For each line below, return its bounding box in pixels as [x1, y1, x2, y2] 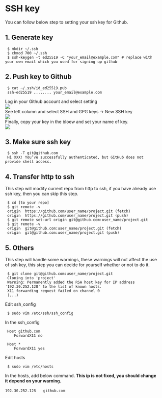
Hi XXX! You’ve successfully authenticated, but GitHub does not [7, 155, 144, 160]
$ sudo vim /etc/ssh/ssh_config [7, 311, 74, 316]
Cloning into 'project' [7, 275, 56, 280]
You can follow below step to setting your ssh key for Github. [5, 19, 129, 25]
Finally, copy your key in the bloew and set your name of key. [5, 119, 129, 124]
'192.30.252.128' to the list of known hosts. [5, 284, 102, 289]
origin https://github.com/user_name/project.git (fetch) [7, 209, 131, 214]
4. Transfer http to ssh [5, 173, 75, 181]
